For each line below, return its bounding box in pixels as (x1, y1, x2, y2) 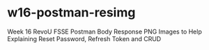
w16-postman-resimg (7, 5, 136, 21)
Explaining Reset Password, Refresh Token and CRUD (7, 34, 162, 42)
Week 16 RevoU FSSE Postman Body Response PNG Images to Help (7, 27, 202, 36)
